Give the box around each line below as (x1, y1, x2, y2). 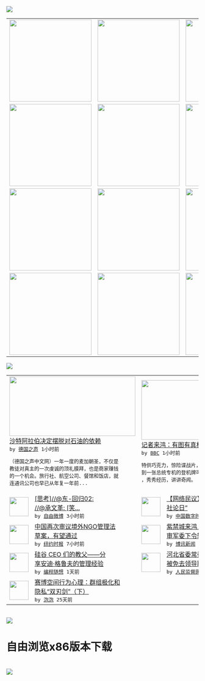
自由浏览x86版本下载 (6, 640, 112, 654)
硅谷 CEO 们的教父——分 (34, 550, 106, 559)
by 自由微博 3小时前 (34, 513, 85, 519)
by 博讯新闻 (167, 541, 196, 547)
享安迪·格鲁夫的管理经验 (34, 559, 104, 568)
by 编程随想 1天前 (34, 569, 80, 575)
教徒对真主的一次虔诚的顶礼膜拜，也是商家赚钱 (9, 465, 119, 472)
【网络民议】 (167, 495, 204, 502)
